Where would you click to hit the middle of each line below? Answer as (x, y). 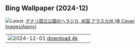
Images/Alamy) (21, 26)
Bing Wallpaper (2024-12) (47, 8)
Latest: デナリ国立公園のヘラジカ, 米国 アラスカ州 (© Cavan (73, 21)
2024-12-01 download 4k (45, 38)
